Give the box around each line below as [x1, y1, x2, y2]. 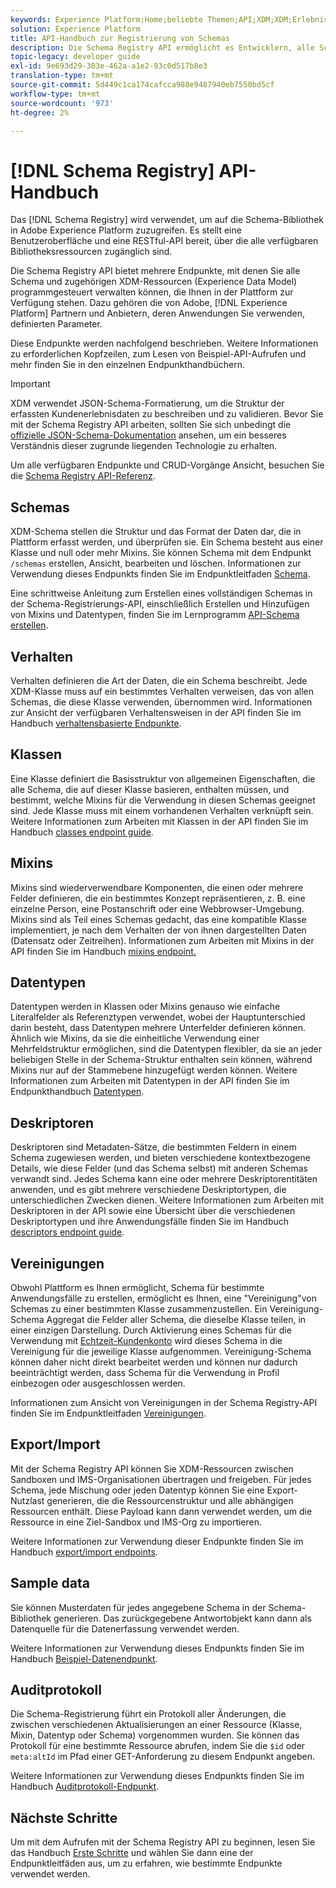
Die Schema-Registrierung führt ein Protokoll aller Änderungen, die [10, 1708, 287, 1720]
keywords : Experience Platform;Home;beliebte [10, 14, 203, 25]
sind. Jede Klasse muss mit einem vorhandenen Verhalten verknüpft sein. [10, 804, 314, 816]
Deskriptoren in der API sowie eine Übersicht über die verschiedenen [10, 1205, 296, 1217]
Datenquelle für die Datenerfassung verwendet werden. [10, 1622, 240, 1635]
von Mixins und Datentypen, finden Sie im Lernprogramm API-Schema [10, 609, 300, 621]
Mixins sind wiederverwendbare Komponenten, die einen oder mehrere [10, 881, 304, 893]
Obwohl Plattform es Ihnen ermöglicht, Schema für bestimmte [10, 1282, 265, 1293]
